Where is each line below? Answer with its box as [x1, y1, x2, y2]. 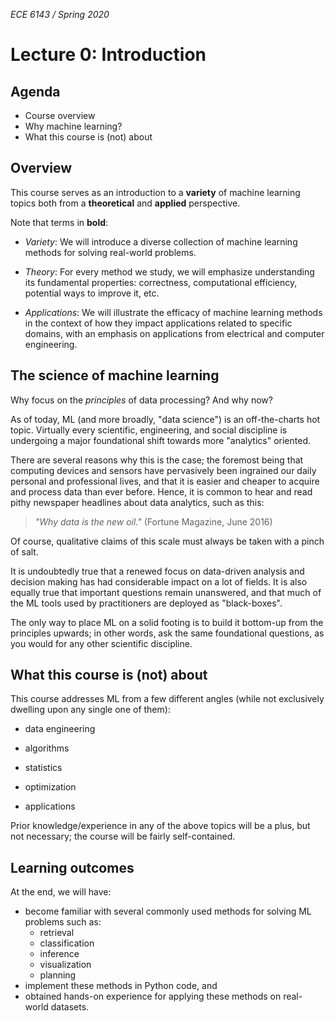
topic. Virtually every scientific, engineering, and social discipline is [10, 424, 288, 436]
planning [39, 969, 77, 981]
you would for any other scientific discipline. [10, 637, 193, 649]
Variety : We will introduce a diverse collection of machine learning [24, 235, 298, 248]
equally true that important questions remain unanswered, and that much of [10, 586, 322, 598]
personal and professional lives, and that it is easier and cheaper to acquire [10, 475, 320, 487]
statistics [24, 762, 63, 774]
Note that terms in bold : [10, 216, 109, 228]
